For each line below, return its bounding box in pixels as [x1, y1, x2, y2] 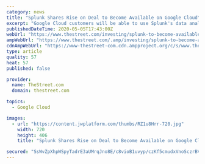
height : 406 [17, 132, 48, 138]
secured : [6, 149, 29, 155]
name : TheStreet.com [12, 82, 64, 88]
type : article [6, 49, 43, 55]
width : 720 [17, 126, 45, 132]
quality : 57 [6, 54, 37, 60]
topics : [6, 98, 26, 105]
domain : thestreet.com [12, 87, 70, 94]
